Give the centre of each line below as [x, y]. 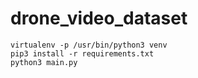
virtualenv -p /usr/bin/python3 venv [89, 45]
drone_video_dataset [99, 18]
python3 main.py [44, 62]
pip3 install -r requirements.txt [82, 53]
